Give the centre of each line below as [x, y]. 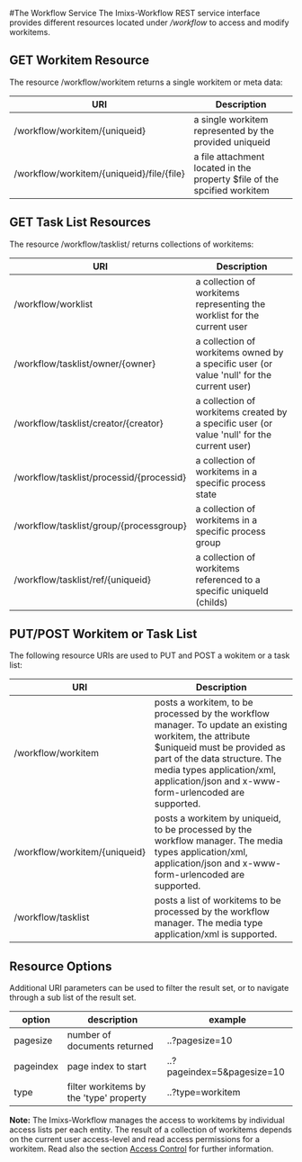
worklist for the [227, 315]
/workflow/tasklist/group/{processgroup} [100, 526]
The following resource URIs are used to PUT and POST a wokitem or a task [150, 655]
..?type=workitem [204, 1093]
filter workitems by [107, 1086]
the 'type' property [107, 1098]
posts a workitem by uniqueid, [218, 818]
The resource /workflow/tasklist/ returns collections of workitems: [132, 244]
